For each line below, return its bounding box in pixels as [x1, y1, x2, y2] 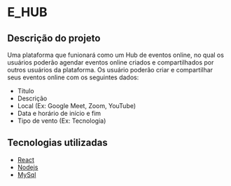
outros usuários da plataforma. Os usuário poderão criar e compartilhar [7, 66, 213, 74]
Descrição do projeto [7, 32, 101, 44]
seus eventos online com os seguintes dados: [7, 73, 139, 81]
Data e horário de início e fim [17, 109, 101, 117]
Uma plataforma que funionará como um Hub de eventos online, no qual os [7, 51, 224, 59]
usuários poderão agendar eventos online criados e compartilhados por [7, 58, 214, 67]
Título [17, 87, 34, 95]
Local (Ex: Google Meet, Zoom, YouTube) [17, 102, 136, 109]
